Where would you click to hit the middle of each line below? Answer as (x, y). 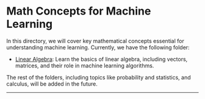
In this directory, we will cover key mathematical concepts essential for (95, 41)
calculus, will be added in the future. (52, 84)
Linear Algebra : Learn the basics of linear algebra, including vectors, (101, 59)
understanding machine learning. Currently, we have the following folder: (98, 47)
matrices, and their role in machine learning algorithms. (85, 66)
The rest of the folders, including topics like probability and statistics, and (99, 77)
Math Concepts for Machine (79, 11)
